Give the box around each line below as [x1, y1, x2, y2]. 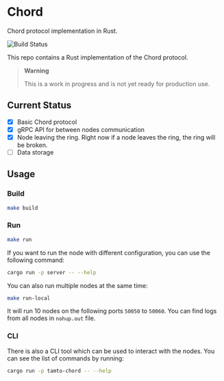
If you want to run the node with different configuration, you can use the [7, 248, 211, 257]
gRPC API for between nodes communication [16, 125, 145, 133]
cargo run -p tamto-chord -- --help [7, 367, 112, 374]
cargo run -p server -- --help [7, 269, 97, 276]
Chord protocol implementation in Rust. [7, 27, 118, 35]
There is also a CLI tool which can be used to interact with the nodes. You [7, 347, 215, 355]
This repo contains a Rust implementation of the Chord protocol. [7, 53, 188, 62]
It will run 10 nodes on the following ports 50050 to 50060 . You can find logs [7, 307, 217, 315]
